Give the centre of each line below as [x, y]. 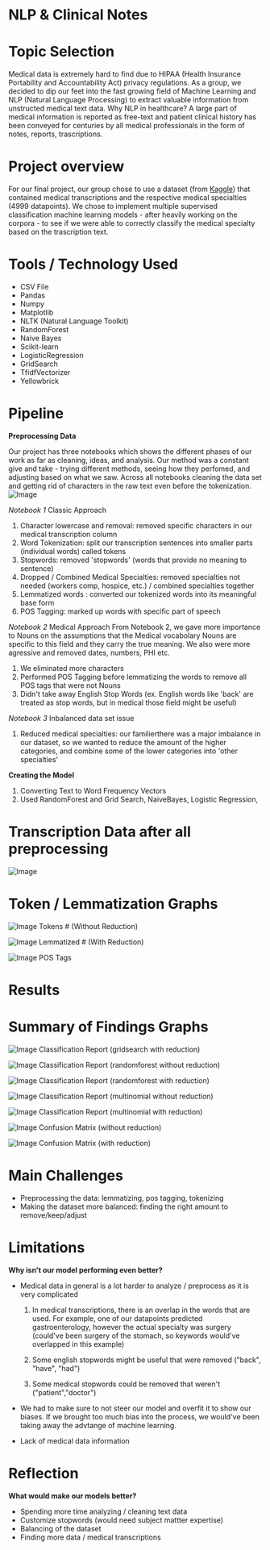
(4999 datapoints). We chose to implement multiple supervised [113, 206]
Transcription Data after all [100, 832]
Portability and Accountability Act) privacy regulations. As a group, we [125, 83]
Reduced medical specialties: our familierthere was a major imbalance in [140, 733]
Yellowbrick [39, 381]
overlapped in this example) [78, 1344]
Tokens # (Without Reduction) [89, 926]
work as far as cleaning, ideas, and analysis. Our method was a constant [129, 460]
